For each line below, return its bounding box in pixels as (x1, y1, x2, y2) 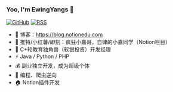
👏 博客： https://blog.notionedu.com (14, 31, 103, 38)
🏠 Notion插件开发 (14, 79, 60, 86)
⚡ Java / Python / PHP (14, 53, 70, 60)
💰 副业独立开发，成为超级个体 (14, 62, 90, 69)
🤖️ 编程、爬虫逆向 (14, 71, 57, 79)
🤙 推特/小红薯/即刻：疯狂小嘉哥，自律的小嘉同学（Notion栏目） (14, 39, 171, 46)
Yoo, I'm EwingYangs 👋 (6, 5, 74, 14)
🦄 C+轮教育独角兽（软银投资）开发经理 (14, 46, 112, 53)
